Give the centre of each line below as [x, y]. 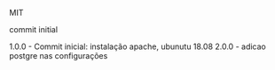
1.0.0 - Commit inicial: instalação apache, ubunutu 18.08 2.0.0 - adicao [137, 46]
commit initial [34, 29]
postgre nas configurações [59, 56]
